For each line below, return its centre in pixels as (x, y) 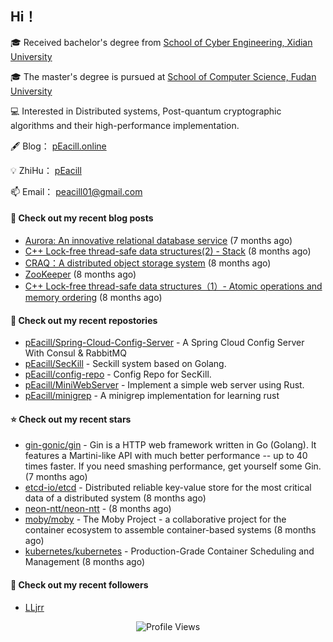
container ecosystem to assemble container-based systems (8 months (170, 530)
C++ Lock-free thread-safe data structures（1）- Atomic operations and (173, 286)
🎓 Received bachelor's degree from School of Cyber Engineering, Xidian (161, 42)
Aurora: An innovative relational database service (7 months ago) (158, 241)
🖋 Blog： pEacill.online (58, 146)
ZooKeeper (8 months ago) (80, 274)
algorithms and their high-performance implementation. (125, 125)
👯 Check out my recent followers (79, 585)
